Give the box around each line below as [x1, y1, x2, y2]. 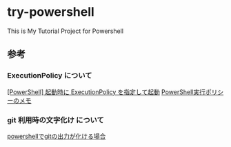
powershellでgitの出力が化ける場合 [7, 132, 106, 140]
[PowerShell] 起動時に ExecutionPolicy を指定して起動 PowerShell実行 [7, 87, 205, 96]
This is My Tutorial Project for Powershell [7, 27, 124, 35]
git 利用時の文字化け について [7, 115, 105, 124]
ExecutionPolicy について [7, 71, 92, 80]
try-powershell [7, 4, 94, 20]
